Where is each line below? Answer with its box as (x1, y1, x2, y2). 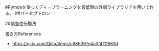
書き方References (5, 31, 41, 36)
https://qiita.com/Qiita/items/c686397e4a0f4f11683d (12, 41, 118, 46)
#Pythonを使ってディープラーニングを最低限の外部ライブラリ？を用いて (5, 4, 150, 10)
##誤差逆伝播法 (5, 21, 37, 26)
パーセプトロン (20, 10, 50, 16)
